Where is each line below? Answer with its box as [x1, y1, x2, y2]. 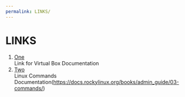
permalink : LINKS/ [5, 8, 51, 15]
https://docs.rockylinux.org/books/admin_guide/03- [53, 78, 179, 85]
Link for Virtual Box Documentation [14, 59, 100, 66]
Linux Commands [14, 72, 57, 79]
